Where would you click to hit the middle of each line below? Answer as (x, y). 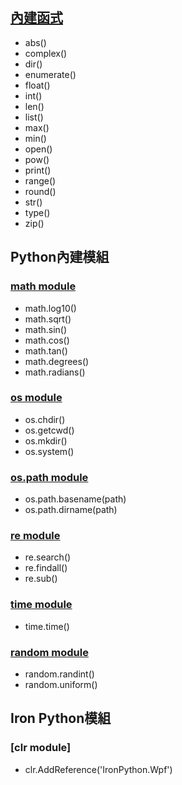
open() (38, 149)
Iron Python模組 (61, 718)
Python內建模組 (60, 257)
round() (40, 191)
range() (40, 180)
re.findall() (46, 568)
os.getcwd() (49, 430)
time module (41, 605)
